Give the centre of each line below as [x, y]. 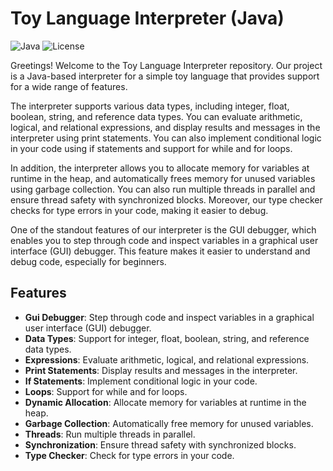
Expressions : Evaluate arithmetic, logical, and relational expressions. [167, 359]
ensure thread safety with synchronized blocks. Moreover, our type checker [166, 199]
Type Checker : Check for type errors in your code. [129, 455]
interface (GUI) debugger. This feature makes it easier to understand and [160, 251]
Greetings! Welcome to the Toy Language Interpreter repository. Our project [166, 65]
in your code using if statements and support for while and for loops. [151, 148]
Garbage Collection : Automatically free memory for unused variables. [169, 423]
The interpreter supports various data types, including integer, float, [150, 106]
